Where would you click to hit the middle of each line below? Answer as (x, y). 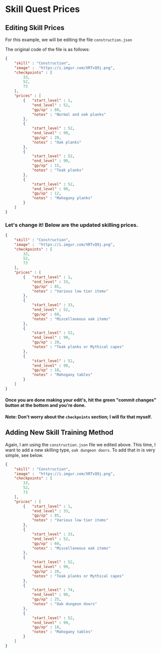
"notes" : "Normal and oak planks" (69, 114)
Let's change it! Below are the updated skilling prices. (72, 225)
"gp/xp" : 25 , (46, 599)
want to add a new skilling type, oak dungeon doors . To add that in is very (80, 450)
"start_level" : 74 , (53, 590)
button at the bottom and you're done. (45, 405)
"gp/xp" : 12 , (46, 194)
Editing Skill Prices (35, 28)
